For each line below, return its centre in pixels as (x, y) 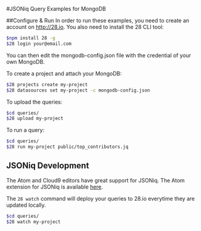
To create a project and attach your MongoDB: (64, 73)
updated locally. (26, 205)
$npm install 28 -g (31, 38)
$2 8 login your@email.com (39, 44)
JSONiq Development (48, 166)
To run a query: (25, 130)
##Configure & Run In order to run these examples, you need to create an (98, 20)
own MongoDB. (26, 62)
